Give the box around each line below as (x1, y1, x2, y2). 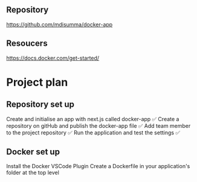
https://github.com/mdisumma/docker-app (6, 20, 113, 28)
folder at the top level (6, 169, 59, 177)
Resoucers (6, 39, 48, 49)
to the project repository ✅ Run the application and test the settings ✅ (6, 129, 180, 136)
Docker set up (6, 147, 60, 157)
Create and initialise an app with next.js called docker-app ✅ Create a (6, 115, 179, 122)
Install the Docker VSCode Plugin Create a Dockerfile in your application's (6, 163, 190, 170)
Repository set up (6, 99, 74, 110)
